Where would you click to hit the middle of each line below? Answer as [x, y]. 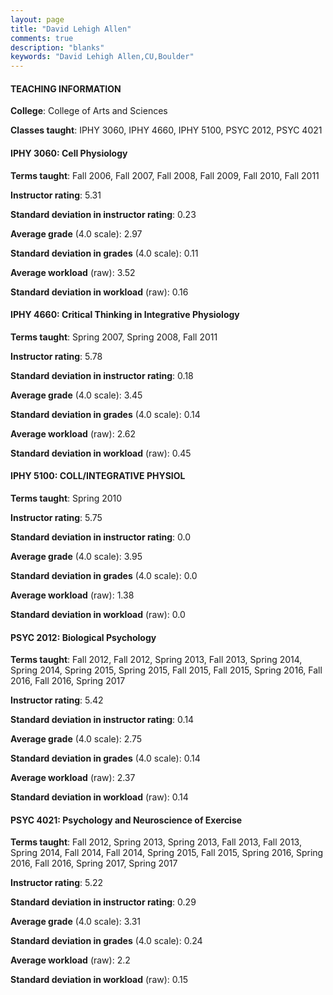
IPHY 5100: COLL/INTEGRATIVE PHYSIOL [98, 476]
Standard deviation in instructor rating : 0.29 [103, 902]
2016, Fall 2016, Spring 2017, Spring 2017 [94, 863]
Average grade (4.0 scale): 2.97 [76, 233]
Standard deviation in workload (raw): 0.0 [98, 614]
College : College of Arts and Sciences [89, 111]
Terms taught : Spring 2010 [66, 498]
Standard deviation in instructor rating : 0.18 [102, 375]
